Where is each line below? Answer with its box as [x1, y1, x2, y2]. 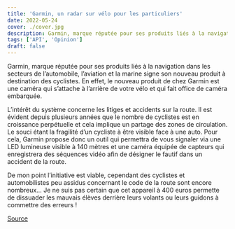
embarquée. [7, 92, 43, 100]
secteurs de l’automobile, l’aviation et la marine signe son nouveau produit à [7, 69, 226, 78]
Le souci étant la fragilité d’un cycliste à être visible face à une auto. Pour [7, 127, 218, 136]
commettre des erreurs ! [7, 201, 78, 209]
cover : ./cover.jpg [7, 23, 64, 30]
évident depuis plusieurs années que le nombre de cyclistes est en [7, 113, 199, 121]
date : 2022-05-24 [7, 17, 58, 24]
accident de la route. [7, 158, 66, 165]
